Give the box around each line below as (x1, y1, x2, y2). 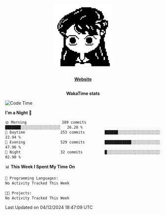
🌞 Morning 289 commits (5, 120, 86, 125)
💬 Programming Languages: (5, 176, 58, 181)
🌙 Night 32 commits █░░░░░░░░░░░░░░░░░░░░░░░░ (5, 150, 161, 155)
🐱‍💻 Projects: (5, 191, 32, 196)
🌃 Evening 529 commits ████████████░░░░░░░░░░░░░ (5, 140, 161, 145)
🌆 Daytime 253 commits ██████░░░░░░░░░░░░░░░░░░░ (5, 130, 161, 135)
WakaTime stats (66, 90, 100, 96)
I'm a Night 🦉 (5, 110, 32, 116)
